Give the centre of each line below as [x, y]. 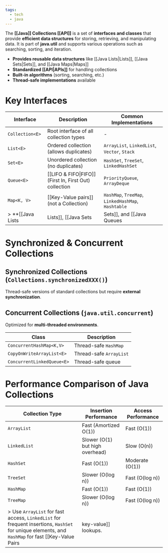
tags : [11, 10]
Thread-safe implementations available [54, 80]
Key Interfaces [36, 100]
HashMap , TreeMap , [124, 195]
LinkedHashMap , [121, 201]
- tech [16, 15]
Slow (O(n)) [139, 446]
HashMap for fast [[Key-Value [41, 537]
